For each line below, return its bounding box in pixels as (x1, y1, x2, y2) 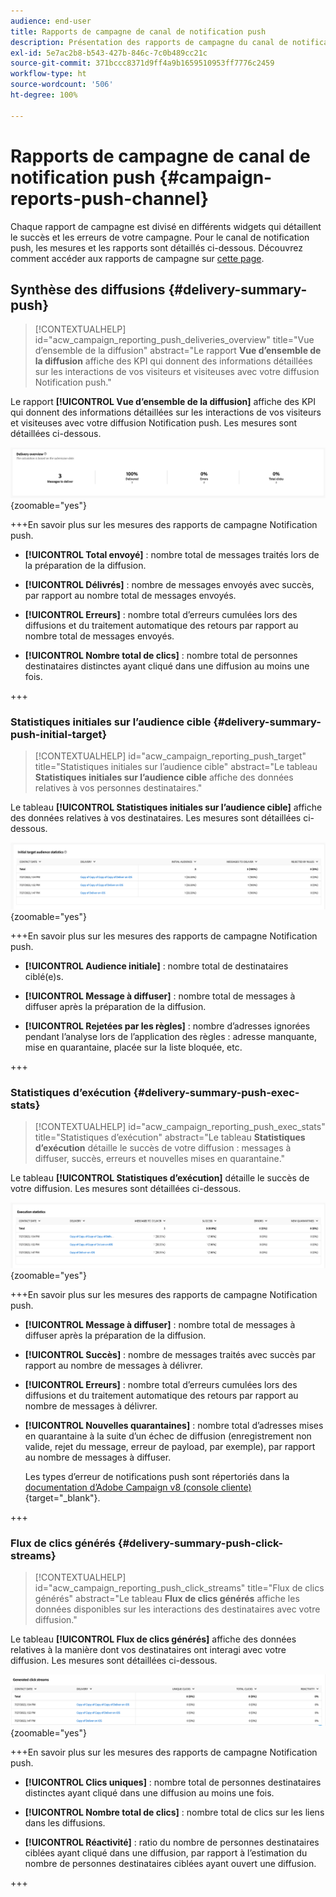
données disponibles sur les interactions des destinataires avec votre (34, 1603, 321, 1615)
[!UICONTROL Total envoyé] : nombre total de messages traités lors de (24, 548, 320, 560)
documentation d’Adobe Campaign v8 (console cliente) (24, 1481, 252, 1493)
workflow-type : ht (10, 69, 87, 79)
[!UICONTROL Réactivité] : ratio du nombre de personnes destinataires (24, 1836, 320, 1848)
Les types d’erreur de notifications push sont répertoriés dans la (24, 1470, 290, 1482)
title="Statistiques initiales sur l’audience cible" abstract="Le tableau (34, 760, 318, 772)
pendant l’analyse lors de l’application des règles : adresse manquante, (24, 1031, 317, 1043)
